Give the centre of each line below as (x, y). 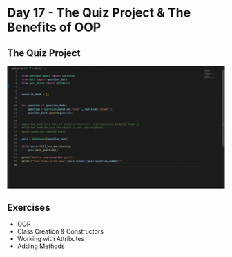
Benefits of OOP (54, 27)
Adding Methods (41, 246)
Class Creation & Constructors (60, 231)
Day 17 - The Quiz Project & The (99, 13)
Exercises (29, 208)
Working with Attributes (51, 239)
